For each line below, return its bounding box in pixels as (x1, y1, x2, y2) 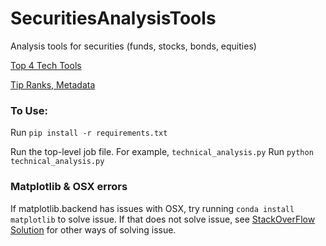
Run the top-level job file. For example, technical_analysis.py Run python (10, 146, 314, 158)
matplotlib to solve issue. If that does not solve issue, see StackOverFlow (10, 213, 316, 225)
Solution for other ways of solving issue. (10, 223, 177, 236)
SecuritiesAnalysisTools (10, 7, 217, 30)
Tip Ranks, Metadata (10, 78, 96, 91)
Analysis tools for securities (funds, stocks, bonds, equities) (10, 40, 257, 52)
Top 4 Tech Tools (10, 59, 82, 71)
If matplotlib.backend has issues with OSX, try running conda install (10, 202, 295, 214)
